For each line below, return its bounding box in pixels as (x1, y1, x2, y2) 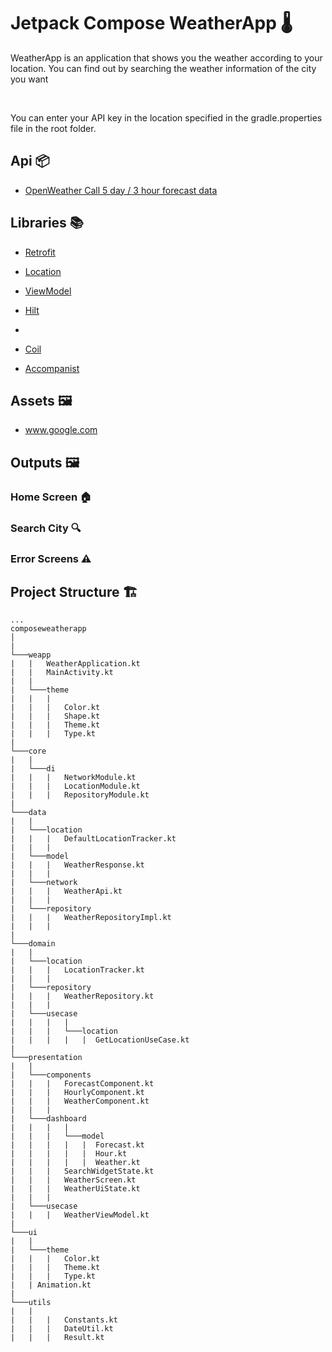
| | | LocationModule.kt (10, 781, 141, 792)
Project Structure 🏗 (10, 583, 138, 600)
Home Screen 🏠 (10, 490, 92, 504)
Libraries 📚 (10, 215, 84, 232)
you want (10, 73, 49, 85)
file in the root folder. (10, 122, 97, 134)
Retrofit (24, 246, 56, 258)
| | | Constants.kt (10, 1315, 118, 1325)
